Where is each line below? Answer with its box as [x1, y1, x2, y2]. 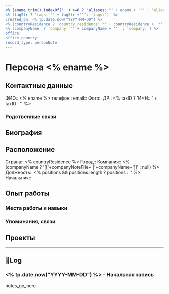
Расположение [5, 145, 55, 154]
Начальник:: [5, 174, 32, 181]
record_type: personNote [5, 40, 57, 45]
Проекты [5, 233, 35, 242]
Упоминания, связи [5, 218, 56, 225]
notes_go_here [5, 282, 36, 289]
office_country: [5, 36, 39, 41]
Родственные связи [5, 113, 57, 120]
